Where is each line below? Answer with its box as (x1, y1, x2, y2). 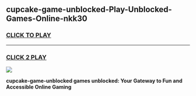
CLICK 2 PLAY (6, 53, 47, 61)
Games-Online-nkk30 (6, 14, 87, 24)
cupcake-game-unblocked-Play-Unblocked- (6, 5, 172, 15)
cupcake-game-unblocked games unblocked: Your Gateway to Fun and (6, 77, 183, 84)
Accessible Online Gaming (6, 83, 72, 90)
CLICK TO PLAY (6, 31, 51, 40)
